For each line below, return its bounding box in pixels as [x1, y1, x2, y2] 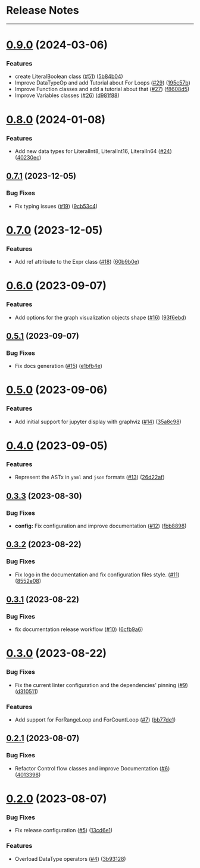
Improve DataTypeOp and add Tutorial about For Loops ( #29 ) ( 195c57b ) [14, 79, 190, 86]
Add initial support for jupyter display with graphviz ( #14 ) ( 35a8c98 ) [14, 418, 182, 425]
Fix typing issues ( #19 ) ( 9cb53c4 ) [14, 202, 98, 210]
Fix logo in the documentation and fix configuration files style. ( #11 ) [14, 571, 180, 578]
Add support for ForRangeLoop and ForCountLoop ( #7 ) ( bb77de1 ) [14, 716, 176, 723]
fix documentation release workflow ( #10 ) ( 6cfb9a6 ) [14, 626, 143, 633]
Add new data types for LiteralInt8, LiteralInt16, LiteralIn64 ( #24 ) [14, 147, 173, 155]
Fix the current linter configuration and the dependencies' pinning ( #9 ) [14, 681, 189, 688]
